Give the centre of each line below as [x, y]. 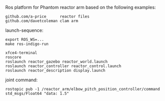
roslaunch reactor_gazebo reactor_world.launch [57, 62]
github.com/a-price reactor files [47, 17]
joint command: [22, 80]
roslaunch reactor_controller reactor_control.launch [63, 66]
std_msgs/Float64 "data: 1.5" [37, 93]
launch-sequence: [24, 30]
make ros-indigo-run [27, 44]
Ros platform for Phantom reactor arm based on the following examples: [81, 7]
